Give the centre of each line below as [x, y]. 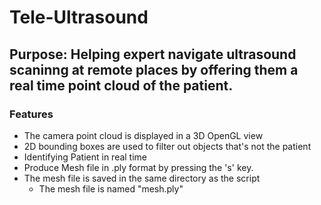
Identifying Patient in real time [85, 157]
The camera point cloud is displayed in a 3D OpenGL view [143, 135]
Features [31, 114]
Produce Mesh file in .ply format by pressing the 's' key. [138, 167]
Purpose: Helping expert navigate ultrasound [153, 54]
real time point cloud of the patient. [121, 85]
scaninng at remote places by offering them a [154, 69]
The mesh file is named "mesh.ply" [111, 188]
